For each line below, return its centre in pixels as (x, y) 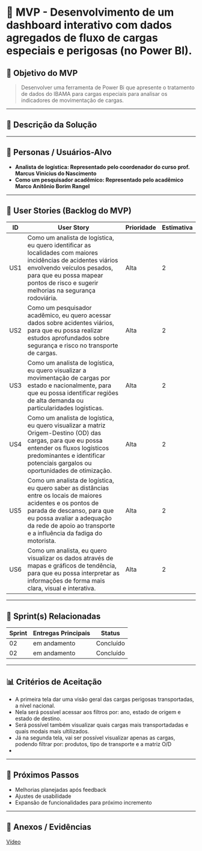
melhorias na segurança (62, 291)
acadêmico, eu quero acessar (69, 315)
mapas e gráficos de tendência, (72, 566)
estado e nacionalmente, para (69, 385)
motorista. (41, 541)
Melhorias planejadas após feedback (61, 789)
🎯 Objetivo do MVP (42, 73)
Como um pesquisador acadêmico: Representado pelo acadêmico (99, 180)
